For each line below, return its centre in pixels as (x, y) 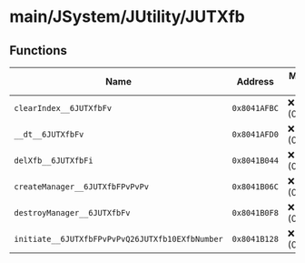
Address (255, 81)
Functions (39, 51)
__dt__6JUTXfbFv (49, 134)
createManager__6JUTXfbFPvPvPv (82, 187)
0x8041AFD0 (256, 134)
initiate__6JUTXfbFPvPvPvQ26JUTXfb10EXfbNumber (119, 239)
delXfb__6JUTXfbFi (54, 161)
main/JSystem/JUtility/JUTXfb (127, 17)
